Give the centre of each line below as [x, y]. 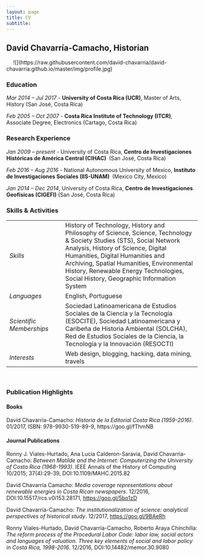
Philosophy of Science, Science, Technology [129, 233]
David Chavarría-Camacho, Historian [78, 48]
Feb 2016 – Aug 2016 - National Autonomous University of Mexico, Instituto [101, 170]
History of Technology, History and [115, 226]
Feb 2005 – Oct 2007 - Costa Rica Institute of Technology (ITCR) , [90, 116]
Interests [22, 358]
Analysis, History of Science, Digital [116, 248]
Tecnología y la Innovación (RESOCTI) [120, 344]
